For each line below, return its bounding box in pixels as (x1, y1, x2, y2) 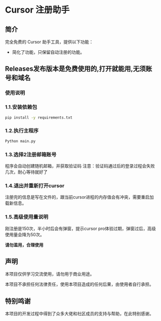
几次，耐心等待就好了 (5, 169, 48, 175)
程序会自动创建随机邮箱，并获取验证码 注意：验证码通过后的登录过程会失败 (5, 163, 155, 168)
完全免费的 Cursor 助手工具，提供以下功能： (5, 39, 94, 45)
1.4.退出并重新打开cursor (5, 182, 64, 189)
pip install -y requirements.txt (5, 115, 73, 120)
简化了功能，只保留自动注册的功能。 (12, 49, 85, 55)
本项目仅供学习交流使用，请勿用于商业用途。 (5, 271, 95, 277)
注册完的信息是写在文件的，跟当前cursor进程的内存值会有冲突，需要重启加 (5, 194, 154, 200)
